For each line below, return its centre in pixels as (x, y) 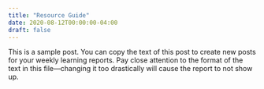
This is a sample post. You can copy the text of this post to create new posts (132, 52)
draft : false (30, 30)
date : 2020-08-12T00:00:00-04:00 (63, 23)
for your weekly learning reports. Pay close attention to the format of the (126, 60)
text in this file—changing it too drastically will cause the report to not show (130, 69)
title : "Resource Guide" (49, 15)
